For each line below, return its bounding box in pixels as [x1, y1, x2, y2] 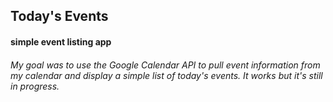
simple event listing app [10, 35, 112, 48]
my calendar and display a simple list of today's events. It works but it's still [10, 69, 323, 81]
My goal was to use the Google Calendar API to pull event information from [10, 59, 321, 71]
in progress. [10, 80, 60, 92]
